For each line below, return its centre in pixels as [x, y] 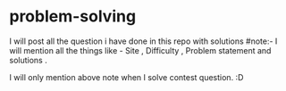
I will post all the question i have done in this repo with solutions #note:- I [143, 41]
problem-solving [73, 17]
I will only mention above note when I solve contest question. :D [126, 77]
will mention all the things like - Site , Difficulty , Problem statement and [140, 50]
